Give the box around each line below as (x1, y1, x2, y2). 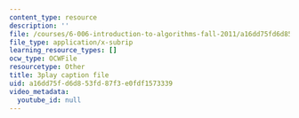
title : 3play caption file (9, 71, 109, 80)
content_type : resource (9, 12, 98, 22)
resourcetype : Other (9, 63, 86, 72)
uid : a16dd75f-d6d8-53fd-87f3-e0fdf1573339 (9, 79, 174, 88)
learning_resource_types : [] (9, 46, 117, 55)
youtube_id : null (17, 95, 82, 105)
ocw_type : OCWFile (9, 54, 77, 63)
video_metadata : (9, 87, 69, 96)
